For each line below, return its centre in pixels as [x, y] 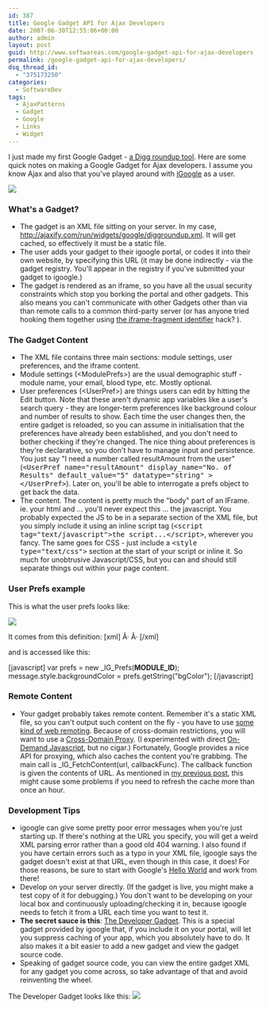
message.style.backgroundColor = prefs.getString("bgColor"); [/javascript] [131, 676]
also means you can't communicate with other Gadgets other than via [133, 302]
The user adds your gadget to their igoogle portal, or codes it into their [135, 251]
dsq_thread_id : [33, 68]
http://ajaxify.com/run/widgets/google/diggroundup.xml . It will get [127, 235]
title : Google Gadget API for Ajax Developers [87, 23]
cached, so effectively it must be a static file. [93, 243]
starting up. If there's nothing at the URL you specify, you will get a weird [139, 836]
